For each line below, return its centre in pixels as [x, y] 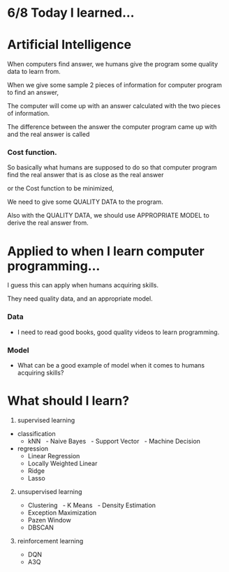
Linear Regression [54, 456]
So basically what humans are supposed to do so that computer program [112, 167]
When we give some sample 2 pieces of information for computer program [114, 85]
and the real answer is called [49, 135]
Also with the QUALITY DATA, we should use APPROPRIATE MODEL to [108, 216]
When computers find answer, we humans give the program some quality [113, 64]
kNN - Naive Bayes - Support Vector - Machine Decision [114, 441]
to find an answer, [33, 93]
